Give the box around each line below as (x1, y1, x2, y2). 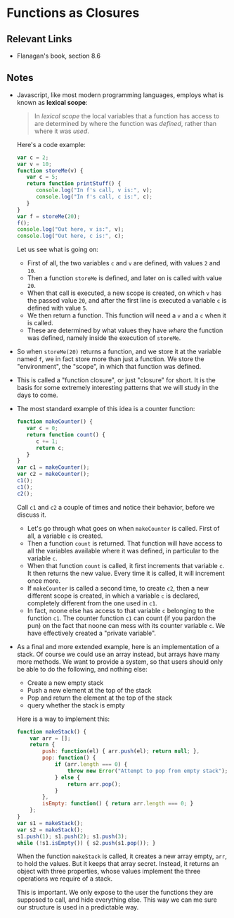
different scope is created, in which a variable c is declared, (27, 591, 200, 600)
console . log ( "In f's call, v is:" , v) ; (35, 187, 152, 194)
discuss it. (16, 510, 47, 519)
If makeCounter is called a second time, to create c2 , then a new (27, 584, 209, 592)
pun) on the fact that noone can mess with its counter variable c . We (27, 621, 226, 629)
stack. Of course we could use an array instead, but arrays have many (16, 650, 221, 658)
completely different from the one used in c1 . (27, 598, 157, 607)
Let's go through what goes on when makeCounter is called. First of (27, 524, 220, 532)
